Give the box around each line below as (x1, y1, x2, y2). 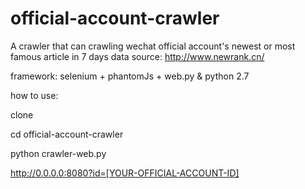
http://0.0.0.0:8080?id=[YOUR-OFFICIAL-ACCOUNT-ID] (10, 167, 240, 179)
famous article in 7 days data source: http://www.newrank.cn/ (10, 50, 265, 62)
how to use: (10, 89, 59, 101)
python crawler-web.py (10, 147, 107, 159)
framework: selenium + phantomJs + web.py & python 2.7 (10, 70, 250, 82)
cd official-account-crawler (10, 128, 124, 140)
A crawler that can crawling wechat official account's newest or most (10, 40, 296, 52)
